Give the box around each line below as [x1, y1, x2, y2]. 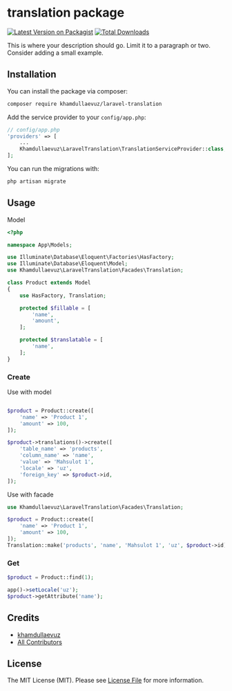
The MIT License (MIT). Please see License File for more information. [7, 676, 204, 685]
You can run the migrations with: [7, 165, 100, 172]
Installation [7, 69, 57, 80]
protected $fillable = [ [19, 305, 91, 312]
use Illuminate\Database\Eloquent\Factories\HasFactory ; [7, 254, 175, 261]
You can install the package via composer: [7, 87, 128, 95]
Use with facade [7, 490, 54, 499]
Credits [7, 612, 40, 624]
